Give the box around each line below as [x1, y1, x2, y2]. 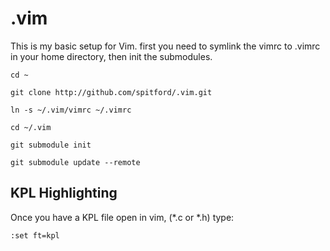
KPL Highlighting [10, 185, 118, 202]
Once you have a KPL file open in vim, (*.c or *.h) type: [10, 211, 235, 223]
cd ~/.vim [10, 122, 52, 132]
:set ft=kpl [10, 230, 60, 241]
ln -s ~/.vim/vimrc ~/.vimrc [10, 105, 132, 115]
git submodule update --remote [10, 157, 141, 167]
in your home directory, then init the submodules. [10, 50, 213, 62]
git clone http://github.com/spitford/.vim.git [10, 87, 213, 97]
